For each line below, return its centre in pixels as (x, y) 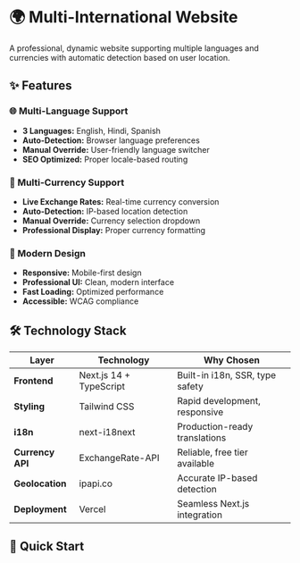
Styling (29, 407)
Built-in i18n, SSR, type (227, 375)
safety (190, 387)
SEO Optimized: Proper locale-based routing (105, 159)
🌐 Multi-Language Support (69, 111)
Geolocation (40, 483)
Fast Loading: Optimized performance (93, 292)
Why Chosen (232, 360)
